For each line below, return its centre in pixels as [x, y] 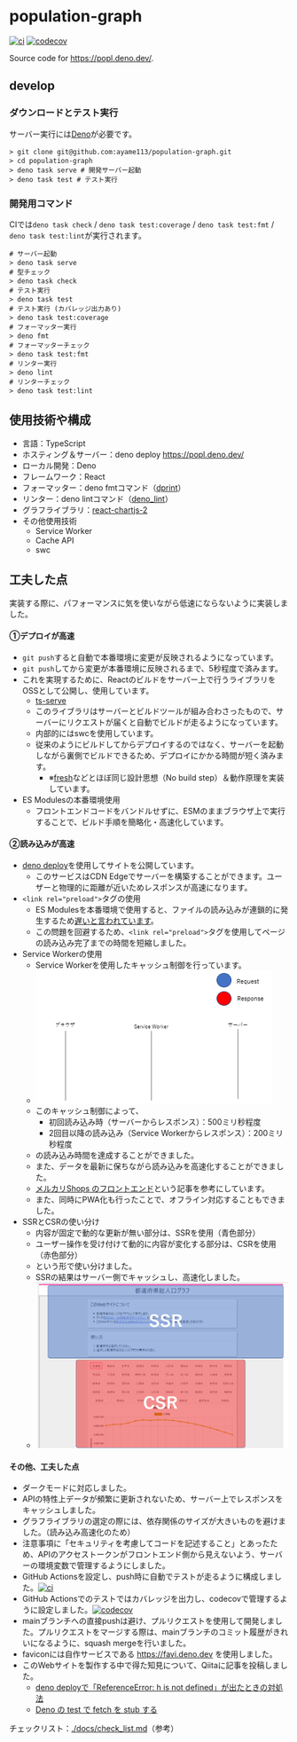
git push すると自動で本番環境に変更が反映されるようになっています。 [150, 657]
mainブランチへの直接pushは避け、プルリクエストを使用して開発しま [148, 1621]
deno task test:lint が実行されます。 [78, 235]
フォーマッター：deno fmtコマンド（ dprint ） [104, 487]
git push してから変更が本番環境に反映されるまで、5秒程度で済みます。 [152, 668]
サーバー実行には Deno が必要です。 [73, 134]
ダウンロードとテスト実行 [64, 113]
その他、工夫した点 [44, 1466]
